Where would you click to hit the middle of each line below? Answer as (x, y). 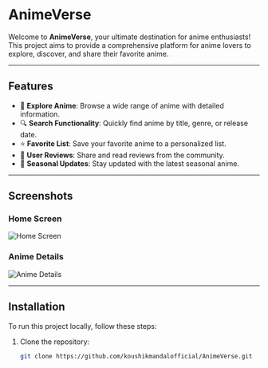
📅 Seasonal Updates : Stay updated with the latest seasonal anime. (129, 163)
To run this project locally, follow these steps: (83, 326)
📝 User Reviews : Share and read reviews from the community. (122, 155)
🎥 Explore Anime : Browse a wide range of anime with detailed (122, 105)
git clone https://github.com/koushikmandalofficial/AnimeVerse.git (136, 356)
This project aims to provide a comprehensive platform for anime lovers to (130, 45)
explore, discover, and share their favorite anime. (89, 53)
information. (39, 114)
